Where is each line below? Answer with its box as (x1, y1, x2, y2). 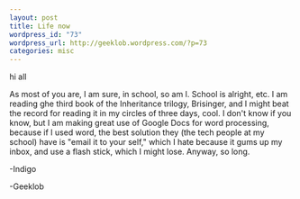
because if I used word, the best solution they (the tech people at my (9, 127, 265, 138)
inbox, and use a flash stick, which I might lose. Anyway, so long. (9, 146, 250, 158)
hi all (9, 71, 27, 82)
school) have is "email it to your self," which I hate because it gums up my (9, 137, 283, 148)
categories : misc (9, 47, 75, 56)
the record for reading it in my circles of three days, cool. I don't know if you (9, 108, 292, 119)
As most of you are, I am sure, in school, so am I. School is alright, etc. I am (9, 89, 288, 100)
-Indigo (9, 164, 37, 175)
